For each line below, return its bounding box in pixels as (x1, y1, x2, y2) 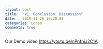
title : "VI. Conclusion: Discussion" (5, 12, 83, 16)
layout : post (5, 7, 31, 12)
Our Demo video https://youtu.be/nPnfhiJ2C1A (5, 38, 98, 44)
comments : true (5, 25, 36, 30)
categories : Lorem (5, 20, 42, 26)
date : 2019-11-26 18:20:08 (5, 16, 64, 21)
